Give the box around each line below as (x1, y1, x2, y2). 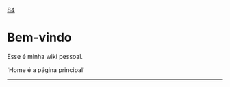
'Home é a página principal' (7, 65, 86, 74)
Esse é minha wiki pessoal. (7, 52, 84, 60)
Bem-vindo (7, 30, 72, 45)
